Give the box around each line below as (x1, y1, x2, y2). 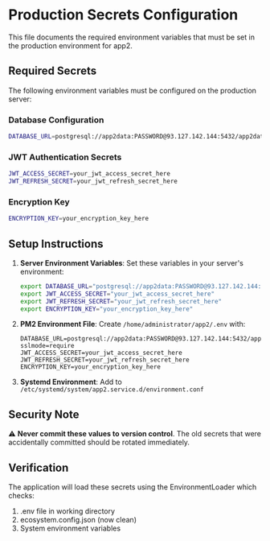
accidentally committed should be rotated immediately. (8, 437, 190, 448)
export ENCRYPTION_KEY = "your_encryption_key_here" (19, 304, 194, 313)
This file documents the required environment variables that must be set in (8, 32, 256, 42)
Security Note (8, 407, 80, 421)
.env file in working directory (19, 506, 115, 516)
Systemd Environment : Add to (19, 377, 122, 387)
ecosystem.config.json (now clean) (19, 515, 137, 525)
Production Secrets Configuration (8, 6, 239, 24)
